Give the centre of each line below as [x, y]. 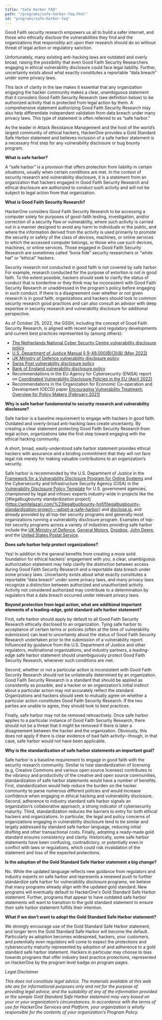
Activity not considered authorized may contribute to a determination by [77, 590]
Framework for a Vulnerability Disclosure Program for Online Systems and [79, 478]
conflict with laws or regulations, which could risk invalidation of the [73, 848]
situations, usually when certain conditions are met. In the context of [73, 172]
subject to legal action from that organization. [50, 193]
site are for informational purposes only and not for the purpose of [72, 987]
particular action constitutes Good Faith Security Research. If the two [74, 701]
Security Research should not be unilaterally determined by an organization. [81, 675]
